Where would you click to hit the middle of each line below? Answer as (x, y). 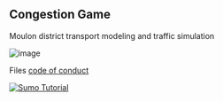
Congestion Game (60, 15)
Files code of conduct (49, 70)
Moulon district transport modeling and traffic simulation (112, 35)
